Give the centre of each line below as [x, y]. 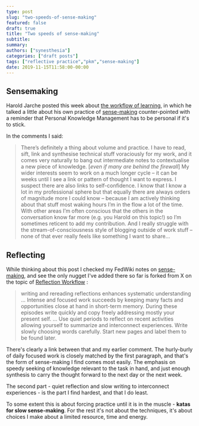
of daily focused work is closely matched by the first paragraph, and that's [97, 356]
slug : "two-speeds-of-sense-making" [51, 17]
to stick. [16, 125]
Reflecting [26, 255]
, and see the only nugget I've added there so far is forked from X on [108, 276]
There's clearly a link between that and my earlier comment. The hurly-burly [99, 349]
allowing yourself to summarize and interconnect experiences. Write [104, 325]
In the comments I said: [35, 136]
